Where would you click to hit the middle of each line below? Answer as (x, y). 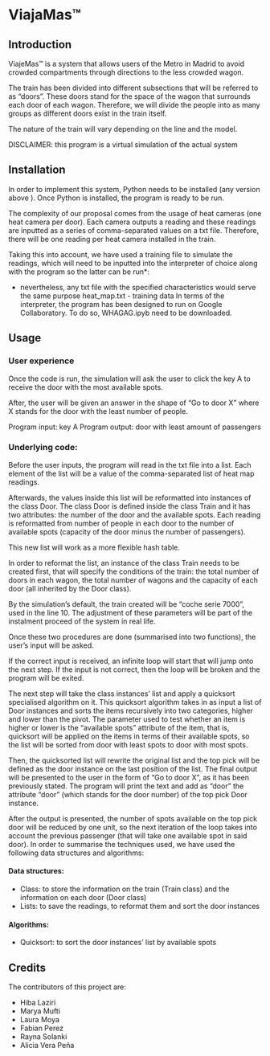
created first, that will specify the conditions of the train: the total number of (134, 571)
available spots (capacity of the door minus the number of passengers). (127, 531)
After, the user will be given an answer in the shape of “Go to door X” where (134, 403)
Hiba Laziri (38, 1003)
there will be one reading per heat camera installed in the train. (112, 239)
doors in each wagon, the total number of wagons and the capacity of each (133, 579)
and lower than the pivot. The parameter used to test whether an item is (127, 719)
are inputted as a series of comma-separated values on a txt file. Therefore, (134, 230)
